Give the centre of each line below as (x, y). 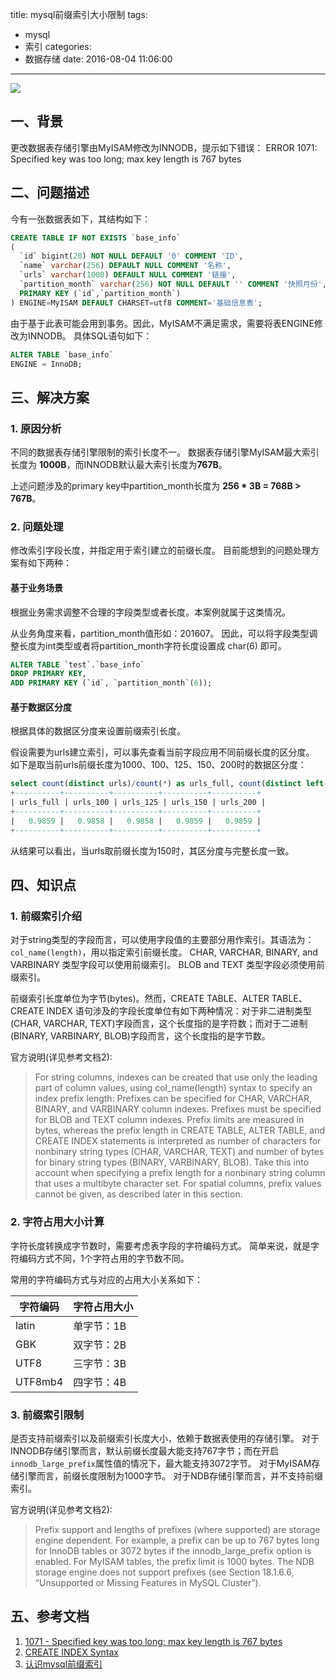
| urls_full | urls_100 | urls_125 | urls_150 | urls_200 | (138, 803)
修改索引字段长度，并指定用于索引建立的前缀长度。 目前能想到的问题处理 (160, 550)
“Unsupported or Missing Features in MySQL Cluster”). (148, 1582)
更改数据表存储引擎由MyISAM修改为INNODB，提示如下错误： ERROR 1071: (164, 147)
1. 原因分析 (36, 428)
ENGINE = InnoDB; (46, 364)
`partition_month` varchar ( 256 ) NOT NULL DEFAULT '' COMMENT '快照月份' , (173, 284)
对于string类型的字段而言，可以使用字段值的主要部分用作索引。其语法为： (162, 940)
